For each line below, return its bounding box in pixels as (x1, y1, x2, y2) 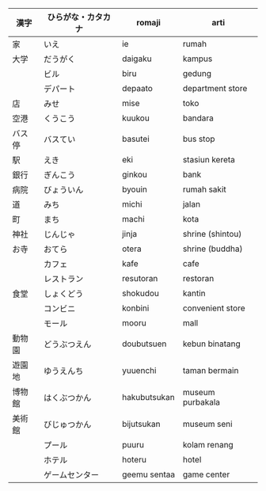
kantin (182, 288, 206, 299)
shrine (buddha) (182, 243, 243, 254)
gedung (182, 68, 212, 78)
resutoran (121, 273, 158, 284)
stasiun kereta (182, 154, 236, 165)
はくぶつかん (43, 392, 92, 403)
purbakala (182, 397, 220, 407)
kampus (182, 53, 213, 64)
